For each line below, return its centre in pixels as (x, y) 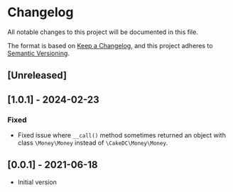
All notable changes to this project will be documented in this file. (103, 32)
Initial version (37, 182)
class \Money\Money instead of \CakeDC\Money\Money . (93, 143)
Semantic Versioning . (38, 53)
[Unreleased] (37, 75)
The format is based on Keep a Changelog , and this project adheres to (110, 45)
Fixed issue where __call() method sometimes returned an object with (121, 135)
